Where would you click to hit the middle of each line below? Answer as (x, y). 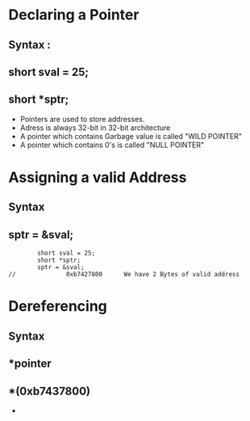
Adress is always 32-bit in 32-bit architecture (95, 128)
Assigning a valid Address (98, 177)
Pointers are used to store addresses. (82, 119)
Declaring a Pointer (74, 15)
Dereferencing (58, 307)
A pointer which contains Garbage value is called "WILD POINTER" (131, 136)
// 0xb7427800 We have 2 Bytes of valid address (124, 275)
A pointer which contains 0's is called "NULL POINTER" (112, 145)
